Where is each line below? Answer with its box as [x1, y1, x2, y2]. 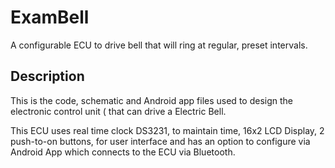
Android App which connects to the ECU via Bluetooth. [10, 146, 236, 158]
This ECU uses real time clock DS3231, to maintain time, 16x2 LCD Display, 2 [10, 124, 325, 136]
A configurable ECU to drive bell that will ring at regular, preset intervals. [10, 39, 308, 51]
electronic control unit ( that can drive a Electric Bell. [10, 105, 227, 117]
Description [10, 68, 85, 85]
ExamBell [10, 6, 90, 29]
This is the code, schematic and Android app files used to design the [10, 94, 293, 106]
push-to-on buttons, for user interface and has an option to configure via [10, 135, 311, 147]
